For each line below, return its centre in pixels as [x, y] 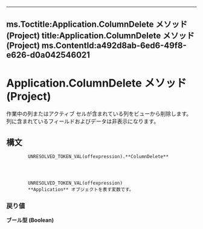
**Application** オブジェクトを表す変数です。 [81, 190]
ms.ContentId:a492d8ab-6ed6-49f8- [114, 46]
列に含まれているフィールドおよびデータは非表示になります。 [82, 121]
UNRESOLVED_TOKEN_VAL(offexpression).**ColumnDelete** [98, 157]
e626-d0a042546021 [48, 55]
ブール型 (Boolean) [30, 220]
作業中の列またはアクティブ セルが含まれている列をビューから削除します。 [99, 114]
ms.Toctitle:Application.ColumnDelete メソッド [97, 25]
